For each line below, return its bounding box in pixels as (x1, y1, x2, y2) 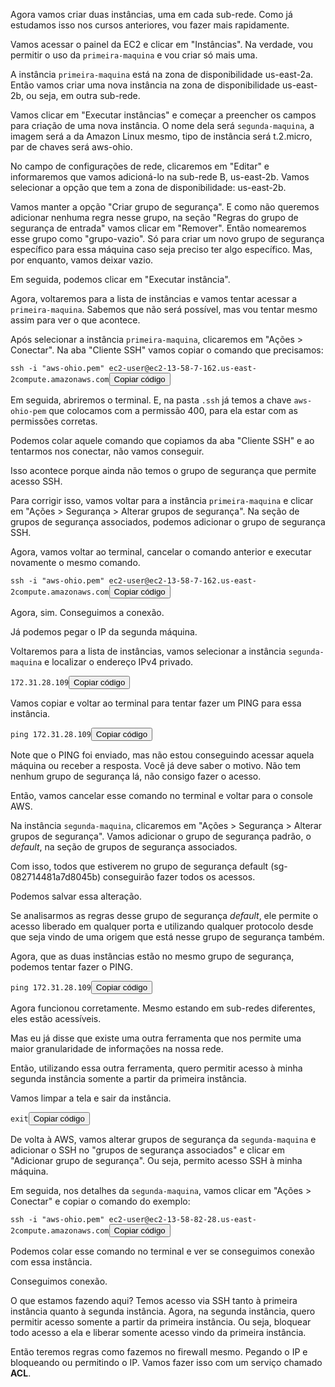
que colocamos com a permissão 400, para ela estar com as (48, 405, 298, 416)
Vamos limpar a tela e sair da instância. (10, 1092, 172, 1104)
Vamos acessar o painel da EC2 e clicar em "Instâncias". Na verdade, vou (10, 39, 313, 50)
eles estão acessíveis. (10, 1013, 102, 1024)
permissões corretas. (10, 415, 98, 427)
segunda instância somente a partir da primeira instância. (10, 1073, 247, 1084)
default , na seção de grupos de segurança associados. (10, 841, 238, 853)
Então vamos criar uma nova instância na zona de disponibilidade (10, 79, 281, 91)
